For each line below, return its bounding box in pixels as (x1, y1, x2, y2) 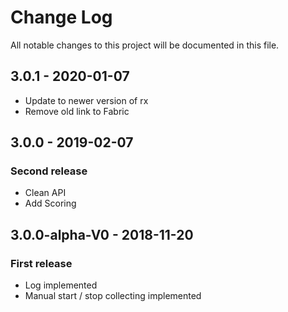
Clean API (24, 187, 67, 199)
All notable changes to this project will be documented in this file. (10, 39, 280, 51)
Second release (10, 164, 88, 178)
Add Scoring (24, 197, 77, 210)
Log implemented (24, 279, 98, 291)
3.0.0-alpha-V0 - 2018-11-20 (10, 226, 194, 243)
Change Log (10, 6, 113, 29)
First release (10, 256, 73, 270)
